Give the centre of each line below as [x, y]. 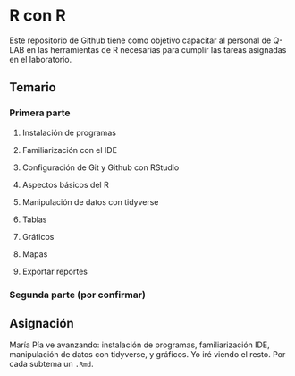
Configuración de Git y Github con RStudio [101, 167]
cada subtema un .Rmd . [51, 364]
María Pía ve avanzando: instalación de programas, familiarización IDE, [139, 345]
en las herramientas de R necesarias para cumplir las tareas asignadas [156, 49]
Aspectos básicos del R [65, 184]
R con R [38, 16]
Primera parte [40, 113]
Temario [33, 87]
